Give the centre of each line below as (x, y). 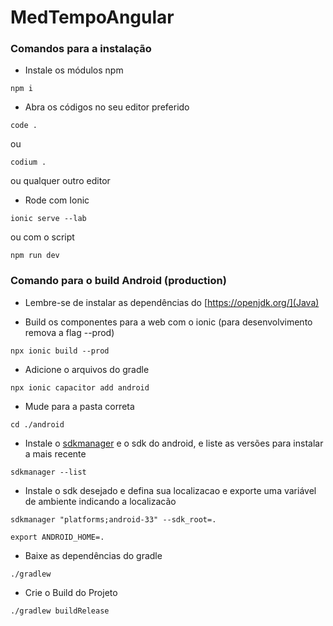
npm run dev (35, 256)
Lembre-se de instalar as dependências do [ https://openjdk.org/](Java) (172, 302)
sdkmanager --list (48, 472)
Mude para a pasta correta (79, 406)
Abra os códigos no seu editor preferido (107, 107)
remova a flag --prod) (69, 332)
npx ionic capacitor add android (80, 387)
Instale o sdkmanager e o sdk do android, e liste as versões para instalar (174, 443)
